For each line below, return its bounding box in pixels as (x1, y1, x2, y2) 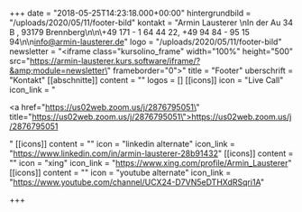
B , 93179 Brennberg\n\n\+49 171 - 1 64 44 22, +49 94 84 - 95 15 (9, 27, 250, 37)
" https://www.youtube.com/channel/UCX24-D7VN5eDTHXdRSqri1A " (9, 177, 264, 188)
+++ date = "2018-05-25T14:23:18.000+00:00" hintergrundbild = (9, 8, 252, 18)
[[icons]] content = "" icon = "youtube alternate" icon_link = (9, 167, 232, 178)
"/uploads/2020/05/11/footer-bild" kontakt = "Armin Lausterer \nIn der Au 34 (9, 17, 293, 28)
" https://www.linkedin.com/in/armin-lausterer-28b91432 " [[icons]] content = (9, 148, 294, 159)
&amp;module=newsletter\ (9, 65, 108, 76)
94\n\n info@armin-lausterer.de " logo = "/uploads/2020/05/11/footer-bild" (9, 36, 282, 47)
